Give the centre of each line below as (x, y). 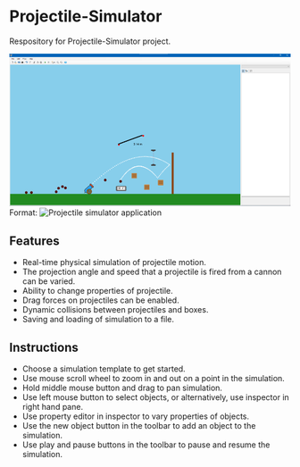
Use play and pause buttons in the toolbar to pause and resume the (146, 445)
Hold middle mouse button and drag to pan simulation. (122, 388)
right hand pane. (52, 407)
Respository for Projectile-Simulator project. (90, 41)
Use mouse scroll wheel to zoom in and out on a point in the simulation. (154, 379)
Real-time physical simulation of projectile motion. (114, 263)
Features (34, 241)
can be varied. (49, 281)
